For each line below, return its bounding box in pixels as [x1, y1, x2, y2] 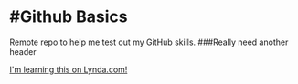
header [9, 46, 37, 57]
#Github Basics [9, 6, 128, 27]
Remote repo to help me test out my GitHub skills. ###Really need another [9, 37, 289, 47]
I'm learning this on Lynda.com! [9, 64, 128, 75]
